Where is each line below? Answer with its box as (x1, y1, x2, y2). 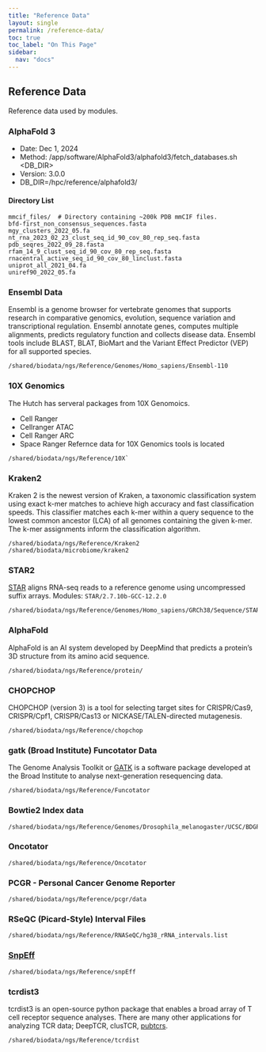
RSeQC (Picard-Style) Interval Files (8, 913, 146, 925)
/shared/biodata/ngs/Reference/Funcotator (8, 787, 150, 795)
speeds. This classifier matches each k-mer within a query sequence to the (8, 507, 254, 517)
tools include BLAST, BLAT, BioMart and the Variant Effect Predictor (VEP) (8, 338, 249, 348)
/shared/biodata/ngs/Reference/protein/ (8, 667, 144, 674)
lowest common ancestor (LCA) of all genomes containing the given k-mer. (8, 516, 253, 526)
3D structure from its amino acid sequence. (8, 651, 150, 661)
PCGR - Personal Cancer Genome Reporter (8, 877, 176, 888)
